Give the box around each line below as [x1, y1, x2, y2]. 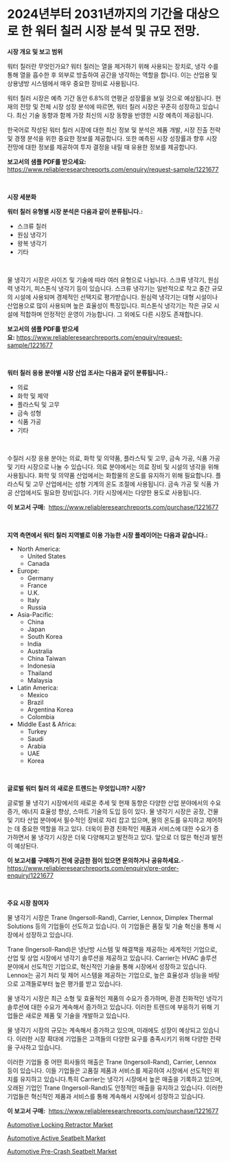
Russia [27, 603, 47, 611]
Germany [27, 573, 54, 582]
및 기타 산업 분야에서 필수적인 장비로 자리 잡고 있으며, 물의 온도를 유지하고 [7, 815, 205, 824]
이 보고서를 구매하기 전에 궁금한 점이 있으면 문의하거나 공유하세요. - [7, 856, 184, 864]
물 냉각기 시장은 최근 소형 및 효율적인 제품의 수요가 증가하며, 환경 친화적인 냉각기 [7, 994, 223, 1002]
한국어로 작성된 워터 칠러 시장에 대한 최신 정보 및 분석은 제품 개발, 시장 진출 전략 [7, 125, 221, 134]
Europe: [16, 567, 40, 575]
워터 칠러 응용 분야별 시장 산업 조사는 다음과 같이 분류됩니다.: [7, 369, 168, 377]
